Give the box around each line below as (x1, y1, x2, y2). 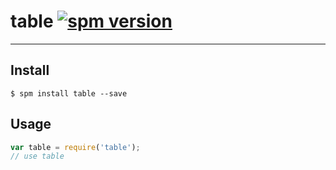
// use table (10, 151, 65, 162)
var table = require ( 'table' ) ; (10, 142, 141, 152)
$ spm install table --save (10, 88, 128, 99)
